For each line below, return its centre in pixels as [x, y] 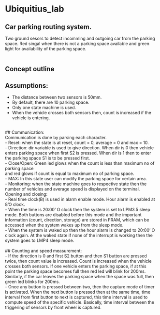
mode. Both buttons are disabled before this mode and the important [73, 215]
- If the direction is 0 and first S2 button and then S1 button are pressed [76, 256]
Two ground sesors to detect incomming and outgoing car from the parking [80, 38]
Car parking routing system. [48, 27]
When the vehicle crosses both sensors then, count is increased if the [81, 113]
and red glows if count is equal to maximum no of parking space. [70, 173]
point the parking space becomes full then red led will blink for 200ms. [75, 271]
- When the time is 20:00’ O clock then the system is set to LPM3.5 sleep [78, 210]
